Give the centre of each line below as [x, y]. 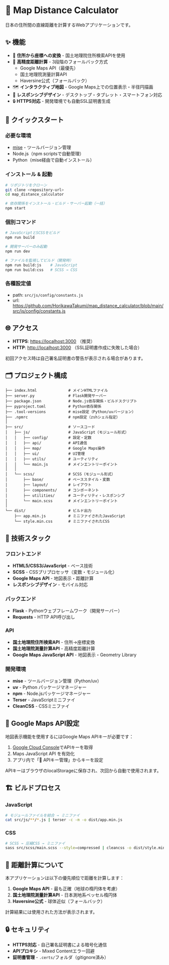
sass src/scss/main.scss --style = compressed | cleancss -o [68, 848]
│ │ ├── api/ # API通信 [46, 443]
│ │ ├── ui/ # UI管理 [45, 454]
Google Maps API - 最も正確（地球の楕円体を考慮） [66, 889]
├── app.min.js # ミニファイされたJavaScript [70, 516]
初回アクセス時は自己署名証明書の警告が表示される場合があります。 [75, 358]
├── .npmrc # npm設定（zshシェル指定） [63, 418]
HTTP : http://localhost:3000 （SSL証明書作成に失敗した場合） [77, 348]
